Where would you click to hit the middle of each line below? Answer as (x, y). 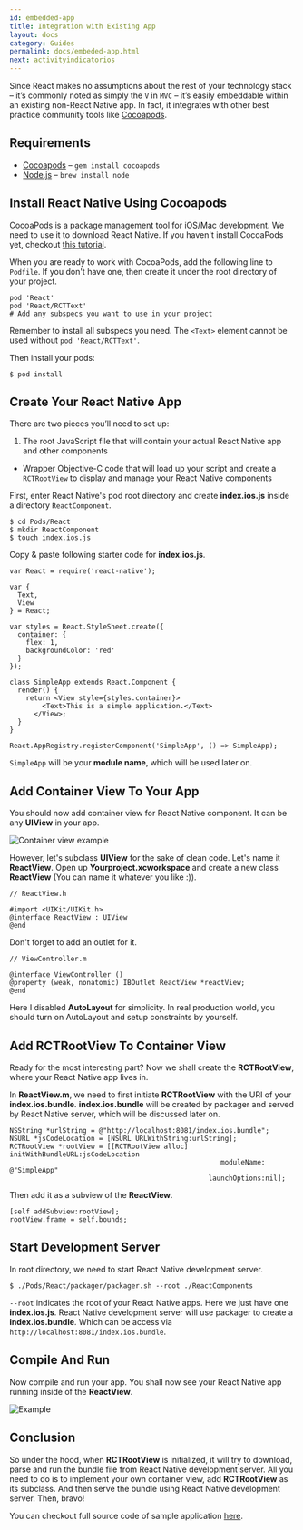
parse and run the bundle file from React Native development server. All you (151, 1469)
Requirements (50, 143)
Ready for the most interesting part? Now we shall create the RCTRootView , (152, 1067)
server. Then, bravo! (47, 1498)
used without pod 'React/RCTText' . (75, 340)
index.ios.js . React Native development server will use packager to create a (151, 1312)
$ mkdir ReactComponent (54, 530)
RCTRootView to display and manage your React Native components (147, 478)
